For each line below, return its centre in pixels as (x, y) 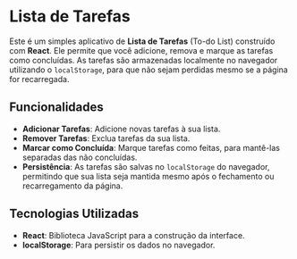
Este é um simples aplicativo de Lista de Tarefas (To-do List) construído (142, 41)
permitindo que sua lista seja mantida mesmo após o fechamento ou (148, 176)
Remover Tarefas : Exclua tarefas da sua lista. (106, 138)
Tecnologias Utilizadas (74, 214)
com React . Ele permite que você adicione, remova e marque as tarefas (141, 50)
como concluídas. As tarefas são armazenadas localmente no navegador (144, 60)
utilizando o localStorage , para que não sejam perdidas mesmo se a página (148, 70)
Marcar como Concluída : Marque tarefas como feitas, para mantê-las (151, 147)
